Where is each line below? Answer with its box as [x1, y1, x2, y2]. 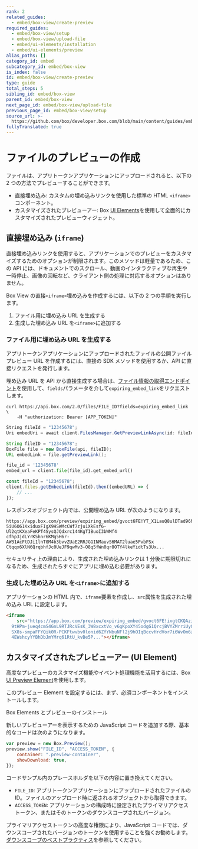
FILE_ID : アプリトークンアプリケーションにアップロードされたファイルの [14, 786, 192, 793]
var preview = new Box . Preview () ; [6, 741, 91, 747]
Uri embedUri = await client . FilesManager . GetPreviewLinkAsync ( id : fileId [6, 430, 194, 436]
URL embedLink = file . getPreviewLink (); [6, 451, 107, 458]
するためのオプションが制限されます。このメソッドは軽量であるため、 [16, 257, 187, 264]
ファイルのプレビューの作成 [6, 151, 141, 165]
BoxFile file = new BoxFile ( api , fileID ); [6, 446, 112, 452]
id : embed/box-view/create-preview [6, 74, 94, 80]
